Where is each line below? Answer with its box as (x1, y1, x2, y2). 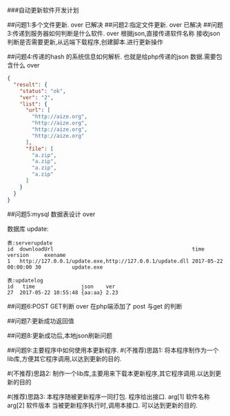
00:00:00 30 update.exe (7, 264, 103, 271)
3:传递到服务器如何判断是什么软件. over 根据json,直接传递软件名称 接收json (7, 30, 220, 37)
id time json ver (7, 283, 116, 290)
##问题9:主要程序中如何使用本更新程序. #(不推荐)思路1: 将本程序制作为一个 (7, 346, 219, 354)
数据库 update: (7, 225, 49, 233)
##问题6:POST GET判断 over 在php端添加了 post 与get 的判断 (7, 302, 182, 310)
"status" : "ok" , (19, 87, 67, 94)
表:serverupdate (7, 240, 53, 247)
